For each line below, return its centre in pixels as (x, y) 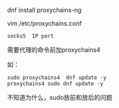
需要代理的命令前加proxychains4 (54, 50)
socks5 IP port (30, 36)
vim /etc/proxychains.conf (45, 23)
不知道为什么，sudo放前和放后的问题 (60, 97)
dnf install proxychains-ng (44, 10)
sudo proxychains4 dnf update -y (57, 78)
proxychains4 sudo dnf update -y (55, 84)
